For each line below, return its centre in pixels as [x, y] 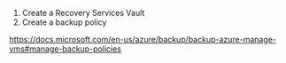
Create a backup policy [64, 22]
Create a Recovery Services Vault [83, 13]
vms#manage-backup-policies [66, 49]
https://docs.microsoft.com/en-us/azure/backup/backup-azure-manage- [143, 39]
